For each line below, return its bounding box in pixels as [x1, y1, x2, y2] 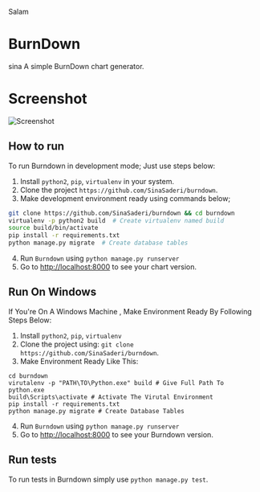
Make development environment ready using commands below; [19, 193, 231, 203]
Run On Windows [8, 285, 97, 299]
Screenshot [8, 90, 87, 108]
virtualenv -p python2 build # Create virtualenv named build [8, 216, 225, 224]
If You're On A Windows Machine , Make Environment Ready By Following [8, 306, 253, 316]
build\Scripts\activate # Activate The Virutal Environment [8, 393, 214, 401]
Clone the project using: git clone [19, 339, 134, 349]
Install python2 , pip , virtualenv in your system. [19, 176, 175, 186]
